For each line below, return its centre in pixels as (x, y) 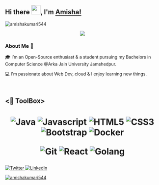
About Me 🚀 (19, 46)
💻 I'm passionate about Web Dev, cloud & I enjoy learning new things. (76, 74)
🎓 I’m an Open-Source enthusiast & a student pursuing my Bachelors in (78, 57)
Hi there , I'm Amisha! (43, 12)
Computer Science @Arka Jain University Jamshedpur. (61, 64)
